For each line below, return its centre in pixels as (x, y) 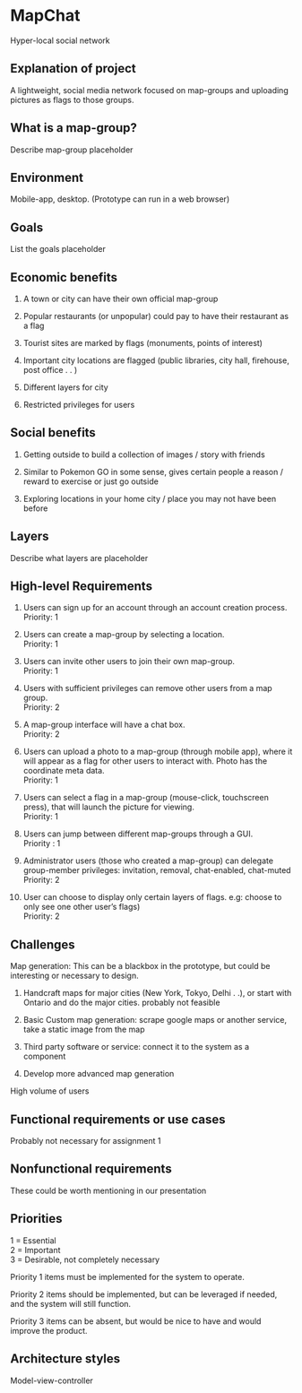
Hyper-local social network (60, 40)
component (44, 1056)
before (35, 508)
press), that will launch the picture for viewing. (109, 807)
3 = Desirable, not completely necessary (85, 1259)
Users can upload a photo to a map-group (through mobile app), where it (158, 752)
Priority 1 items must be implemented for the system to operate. (127, 1276)
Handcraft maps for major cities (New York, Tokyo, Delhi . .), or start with (157, 993)
